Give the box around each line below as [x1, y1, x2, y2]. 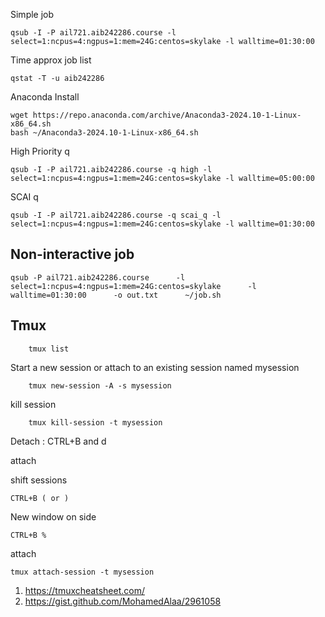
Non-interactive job [10, 246, 135, 263]
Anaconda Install [10, 91, 80, 103]
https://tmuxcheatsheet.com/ [24, 584, 145, 596]
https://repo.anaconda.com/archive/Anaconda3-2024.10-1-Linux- [32, 110, 302, 120]
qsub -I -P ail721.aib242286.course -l [10, 28, 177, 38]
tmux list [28, 344, 70, 354]
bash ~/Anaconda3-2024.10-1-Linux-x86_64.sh [10, 128, 199, 138]
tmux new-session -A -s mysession [28, 380, 172, 391]
